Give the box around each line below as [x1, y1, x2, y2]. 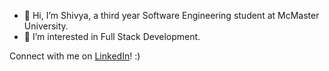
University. [23, 20, 69, 32]
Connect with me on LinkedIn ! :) [9, 50, 141, 62]
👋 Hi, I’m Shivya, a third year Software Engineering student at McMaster [23, 10, 320, 21]
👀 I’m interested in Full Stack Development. [23, 31, 201, 42]
